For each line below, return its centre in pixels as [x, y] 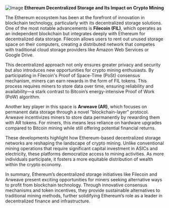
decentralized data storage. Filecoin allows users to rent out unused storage [84, 39]
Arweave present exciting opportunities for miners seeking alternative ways [84, 180]
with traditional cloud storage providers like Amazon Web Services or [77, 50]
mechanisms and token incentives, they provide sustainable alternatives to [83, 190]
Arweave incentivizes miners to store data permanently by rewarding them [83, 117]
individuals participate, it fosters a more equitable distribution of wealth [79, 159]
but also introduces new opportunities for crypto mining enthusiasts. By [79, 70]
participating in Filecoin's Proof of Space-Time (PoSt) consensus [73, 75]
